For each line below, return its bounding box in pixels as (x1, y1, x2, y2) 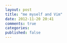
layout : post (5, 7, 32, 12)
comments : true (5, 21, 36, 26)
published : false (5, 30, 41, 35)
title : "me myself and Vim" (5, 12, 63, 17)
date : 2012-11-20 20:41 (5, 16, 54, 21)
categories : (5, 26, 30, 31)
